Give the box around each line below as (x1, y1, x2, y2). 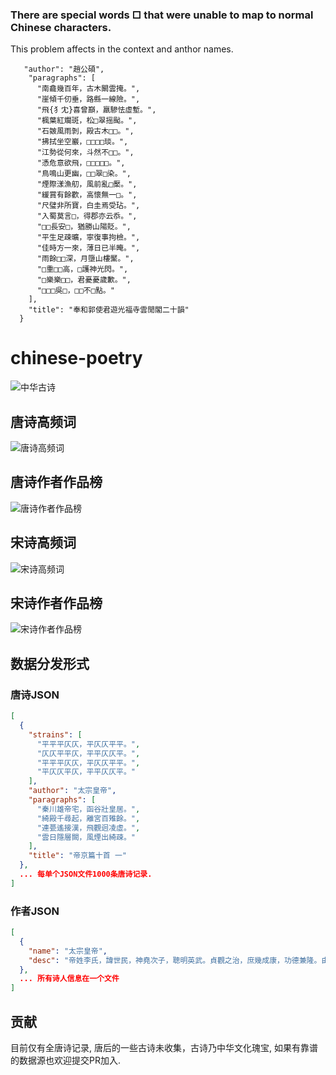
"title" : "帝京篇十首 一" (28, 851, 127, 861)
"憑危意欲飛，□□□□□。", (36, 158, 126, 168)
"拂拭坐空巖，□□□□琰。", (36, 137, 129, 147)
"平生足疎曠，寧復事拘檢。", (36, 233, 141, 243)
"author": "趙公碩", (23, 64, 105, 75)
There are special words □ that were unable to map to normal (10, 8, 314, 22)
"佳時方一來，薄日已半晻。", (36, 243, 141, 253)
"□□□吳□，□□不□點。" (36, 286, 115, 296)
